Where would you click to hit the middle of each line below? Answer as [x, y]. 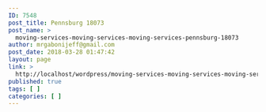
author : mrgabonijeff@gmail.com [61, 45]
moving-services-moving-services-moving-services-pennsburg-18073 [127, 37]
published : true [35, 81]
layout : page [30, 60]
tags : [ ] [25, 89]
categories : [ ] [35, 96]
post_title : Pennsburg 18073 [56, 23]
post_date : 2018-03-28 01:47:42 [61, 52]
